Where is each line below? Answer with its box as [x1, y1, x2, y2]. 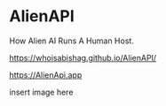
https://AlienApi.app [9, 69, 83, 80]
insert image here [9, 87, 74, 97]
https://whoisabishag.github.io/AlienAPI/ [9, 52, 157, 63]
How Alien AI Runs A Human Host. [9, 35, 135, 46]
